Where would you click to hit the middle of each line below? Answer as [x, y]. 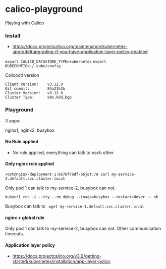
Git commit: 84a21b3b [35, 89]
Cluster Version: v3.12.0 [34, 93]
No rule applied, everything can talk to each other [63, 153]
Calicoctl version [22, 75]
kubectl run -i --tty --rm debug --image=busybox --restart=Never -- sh [82, 197]
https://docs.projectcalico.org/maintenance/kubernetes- [70, 47]
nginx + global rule [25, 217]
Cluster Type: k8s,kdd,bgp [38, 98]
